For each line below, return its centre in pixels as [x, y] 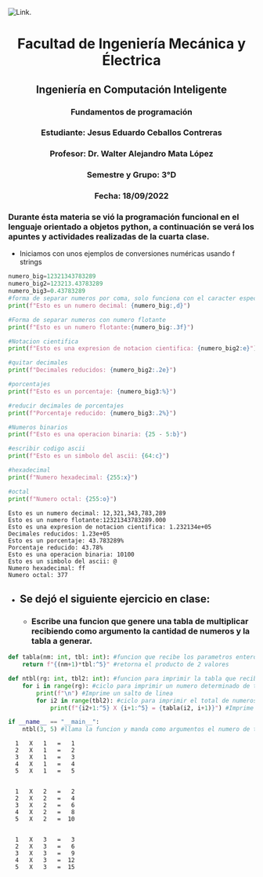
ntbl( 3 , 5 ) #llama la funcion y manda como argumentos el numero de [136, 729]
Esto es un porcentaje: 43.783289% [66, 541]
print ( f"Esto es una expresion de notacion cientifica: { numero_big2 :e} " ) [133, 349]
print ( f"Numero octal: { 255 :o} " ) [63, 499]
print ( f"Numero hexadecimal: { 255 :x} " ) [73, 477]
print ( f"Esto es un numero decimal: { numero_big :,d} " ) [99, 305]
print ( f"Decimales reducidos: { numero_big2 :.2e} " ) [92, 370]
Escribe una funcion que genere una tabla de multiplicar [140, 621]
